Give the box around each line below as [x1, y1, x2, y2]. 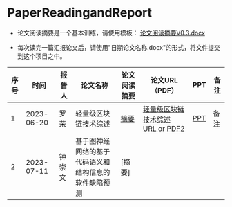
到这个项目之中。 [17, 52, 66, 60]
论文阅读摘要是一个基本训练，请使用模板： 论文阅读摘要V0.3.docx [17, 28, 206, 37]
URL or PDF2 [142, 123, 185, 133]
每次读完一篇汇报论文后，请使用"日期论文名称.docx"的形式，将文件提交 [17, 43, 221, 51]
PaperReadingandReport [7, 5, 152, 21]
